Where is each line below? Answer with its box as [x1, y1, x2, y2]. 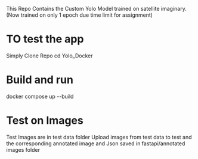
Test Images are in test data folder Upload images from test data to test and [6, 133, 192, 140]
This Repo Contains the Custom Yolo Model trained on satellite [6, 5, 160, 12]
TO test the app [6, 32, 84, 46]
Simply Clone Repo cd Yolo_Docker [6, 52, 93, 59]
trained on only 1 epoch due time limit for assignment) [20, 11, 153, 19]
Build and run [6, 73, 73, 87]
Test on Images [6, 114, 83, 127]
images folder [6, 146, 41, 153]
